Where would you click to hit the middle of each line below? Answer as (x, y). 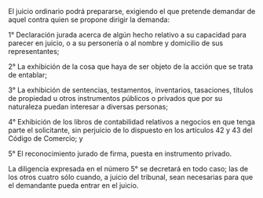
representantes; (34, 51)
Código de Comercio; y (46, 139)
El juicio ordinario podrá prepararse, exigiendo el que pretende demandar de (132, 11)
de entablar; (27, 75)
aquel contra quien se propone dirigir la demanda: (89, 20)
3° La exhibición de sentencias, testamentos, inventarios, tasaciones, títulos (131, 90)
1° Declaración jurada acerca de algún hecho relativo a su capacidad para (128, 35)
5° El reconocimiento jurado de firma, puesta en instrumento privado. (120, 153)
